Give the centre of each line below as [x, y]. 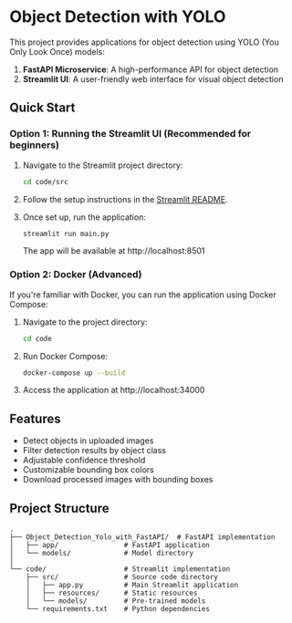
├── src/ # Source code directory [122, 577]
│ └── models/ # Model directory [102, 554]
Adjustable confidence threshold [84, 460]
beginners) [34, 145]
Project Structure [59, 508]
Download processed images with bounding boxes [118, 480]
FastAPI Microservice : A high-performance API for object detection [151, 69]
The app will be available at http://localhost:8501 [114, 251]
